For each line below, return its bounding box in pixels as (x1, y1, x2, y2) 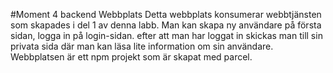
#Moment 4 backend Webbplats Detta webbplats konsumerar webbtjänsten (10, 9, 322, 20)
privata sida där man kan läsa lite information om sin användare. (10, 40, 274, 52)
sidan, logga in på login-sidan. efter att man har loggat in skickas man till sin (10, 30, 323, 41)
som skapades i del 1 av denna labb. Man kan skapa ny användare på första (10, 19, 322, 31)
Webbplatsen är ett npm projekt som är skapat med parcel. (10, 51, 253, 63)
